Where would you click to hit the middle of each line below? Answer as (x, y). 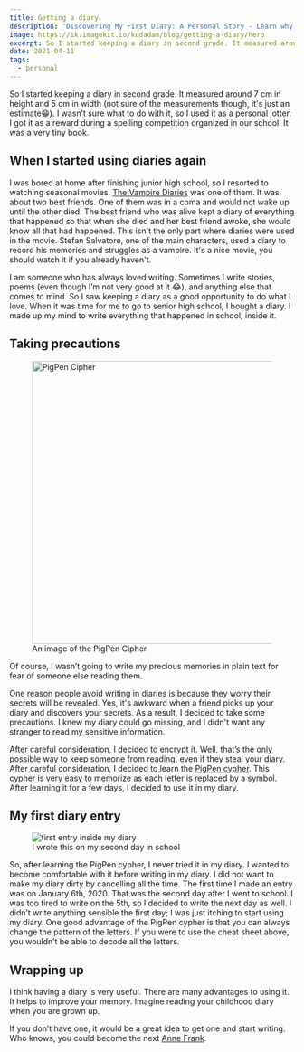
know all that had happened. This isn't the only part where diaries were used (152, 231)
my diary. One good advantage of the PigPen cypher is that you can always (150, 923)
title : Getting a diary (54, 18)
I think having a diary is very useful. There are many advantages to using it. (149, 992)
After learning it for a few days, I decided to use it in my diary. (124, 787)
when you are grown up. (55, 1011)
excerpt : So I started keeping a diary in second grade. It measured (143, 43)
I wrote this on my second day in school (106, 848)
